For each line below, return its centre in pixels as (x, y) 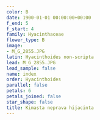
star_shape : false (30, 102)
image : (15, 46)
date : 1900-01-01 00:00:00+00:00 (49, 18)
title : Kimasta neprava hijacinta (50, 108)
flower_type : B (26, 40)
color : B (17, 12)
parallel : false (27, 85)
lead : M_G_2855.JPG (31, 62)
